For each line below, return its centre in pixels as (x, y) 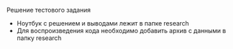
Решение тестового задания (49, 10)
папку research (39, 38)
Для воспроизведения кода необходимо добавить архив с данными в (121, 31)
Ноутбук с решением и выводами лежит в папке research (103, 23)
